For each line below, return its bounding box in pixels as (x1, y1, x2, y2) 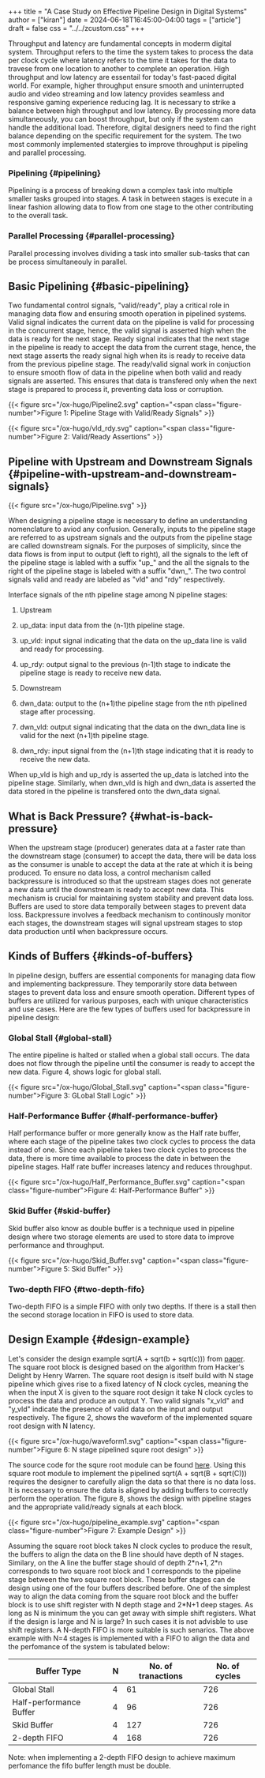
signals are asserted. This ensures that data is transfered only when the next (8, 376, 257, 386)
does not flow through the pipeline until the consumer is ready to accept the (8, 1059, 255, 1068)
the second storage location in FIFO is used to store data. (8, 1310, 195, 1320)
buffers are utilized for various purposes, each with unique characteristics (8, 996, 248, 1005)
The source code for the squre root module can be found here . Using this (8, 1460, 247, 1469)
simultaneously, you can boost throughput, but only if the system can (8, 115, 233, 123)
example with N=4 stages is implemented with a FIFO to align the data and (8, 1633, 250, 1643)
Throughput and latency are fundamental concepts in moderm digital (8, 39, 232, 48)
